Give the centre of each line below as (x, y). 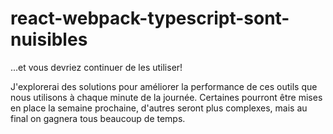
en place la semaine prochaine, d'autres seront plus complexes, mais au (159, 108)
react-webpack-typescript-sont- (150, 18)
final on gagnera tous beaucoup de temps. (98, 118)
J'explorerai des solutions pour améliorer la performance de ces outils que (164, 86)
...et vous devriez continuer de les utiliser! (96, 67)
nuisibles (49, 39)
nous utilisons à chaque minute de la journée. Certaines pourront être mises (166, 97)
